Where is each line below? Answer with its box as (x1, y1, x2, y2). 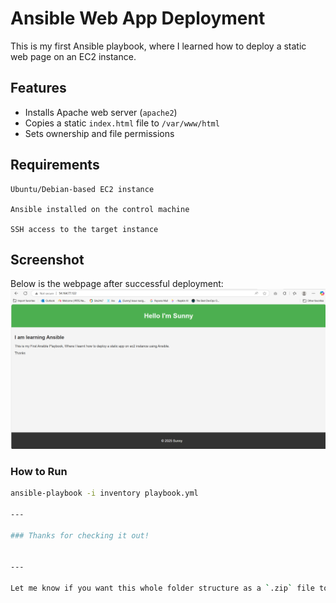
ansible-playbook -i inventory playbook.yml (10, 488, 199, 499)
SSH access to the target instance (10, 224, 159, 234)
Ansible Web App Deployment (10, 7, 266, 30)
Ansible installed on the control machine (10, 204, 190, 214)
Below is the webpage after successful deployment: (10, 278, 224, 290)
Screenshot (10, 251, 85, 268)
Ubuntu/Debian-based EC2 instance (10, 184, 155, 194)
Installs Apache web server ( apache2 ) (24, 106, 178, 118)
